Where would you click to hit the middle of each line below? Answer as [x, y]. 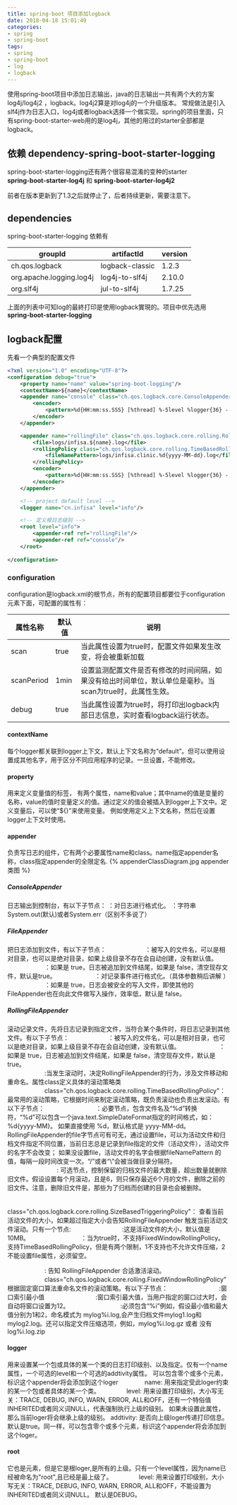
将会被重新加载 [120, 657]
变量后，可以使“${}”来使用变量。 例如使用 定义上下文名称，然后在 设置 [114, 811]
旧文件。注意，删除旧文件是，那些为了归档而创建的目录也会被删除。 [106, 1188]
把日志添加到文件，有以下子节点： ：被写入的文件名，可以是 [113, 950]
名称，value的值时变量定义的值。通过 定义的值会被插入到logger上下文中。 [114, 802]
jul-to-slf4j [120, 289]
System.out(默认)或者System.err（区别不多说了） [79, 914]
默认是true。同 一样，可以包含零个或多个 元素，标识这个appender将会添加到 [117, 1426]
